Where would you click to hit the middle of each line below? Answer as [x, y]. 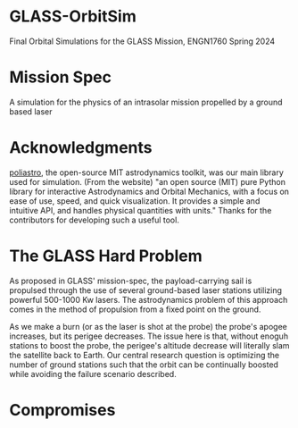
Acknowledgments [81, 148]
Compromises [62, 410]
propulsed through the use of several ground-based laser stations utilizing [146, 290]
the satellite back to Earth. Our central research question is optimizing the [144, 355]
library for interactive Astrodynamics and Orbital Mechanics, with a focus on [149, 191]
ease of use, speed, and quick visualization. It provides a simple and [135, 201]
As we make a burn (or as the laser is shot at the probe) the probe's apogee [148, 326]
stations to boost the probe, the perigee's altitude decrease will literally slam [149, 345]
